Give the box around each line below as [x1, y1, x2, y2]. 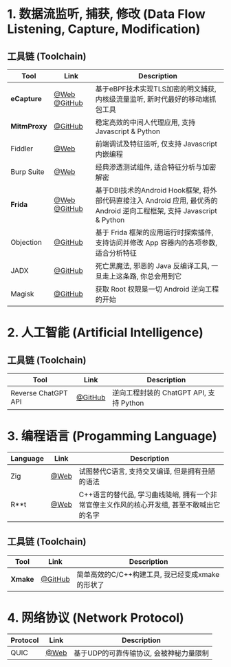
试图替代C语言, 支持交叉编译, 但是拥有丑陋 [78, 466, 215, 476]
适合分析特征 [95, 248, 137, 258]
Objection [10, 238, 43, 247]
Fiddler [10, 144, 34, 153]
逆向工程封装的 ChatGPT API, [112, 388, 206, 397]
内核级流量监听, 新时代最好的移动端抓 [95, 94, 217, 104]
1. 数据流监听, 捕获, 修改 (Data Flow [7, 6, 206, 22]
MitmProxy [10, 122, 47, 131]
